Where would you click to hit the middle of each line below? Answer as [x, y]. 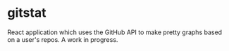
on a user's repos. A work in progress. [63, 39]
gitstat [27, 13]
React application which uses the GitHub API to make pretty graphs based [115, 32]
